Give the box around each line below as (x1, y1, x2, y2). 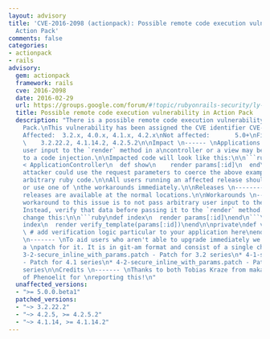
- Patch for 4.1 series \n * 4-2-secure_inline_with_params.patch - (22, 258, 250, 266)
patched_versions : (15, 296, 78, 304)
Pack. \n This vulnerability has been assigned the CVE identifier (22, 124, 247, 132)
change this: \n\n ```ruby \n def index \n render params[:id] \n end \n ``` (22, 214, 261, 222)
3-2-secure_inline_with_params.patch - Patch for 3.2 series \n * (22, 251, 243, 259)
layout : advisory (8, 11, 67, 20)
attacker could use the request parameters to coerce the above (22, 169, 243, 177)
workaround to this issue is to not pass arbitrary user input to (22, 198, 250, 206)
